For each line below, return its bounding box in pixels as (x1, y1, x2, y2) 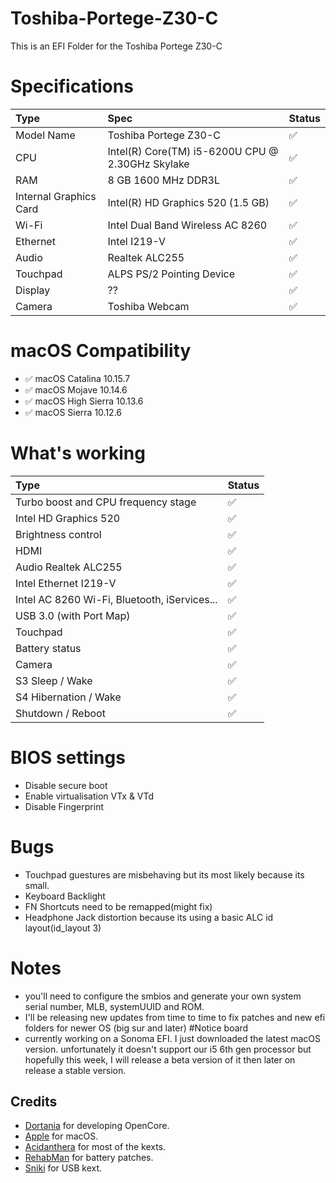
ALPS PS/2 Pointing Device (107, 267, 235, 281)
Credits (10, 1093, 58, 1110)
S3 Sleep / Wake (15, 673, 93, 687)
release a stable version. (24, 1064, 127, 1076)
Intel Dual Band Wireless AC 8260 (107, 218, 268, 232)
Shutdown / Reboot (15, 706, 106, 720)
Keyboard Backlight (24, 890, 106, 902)
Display (15, 283, 51, 297)
